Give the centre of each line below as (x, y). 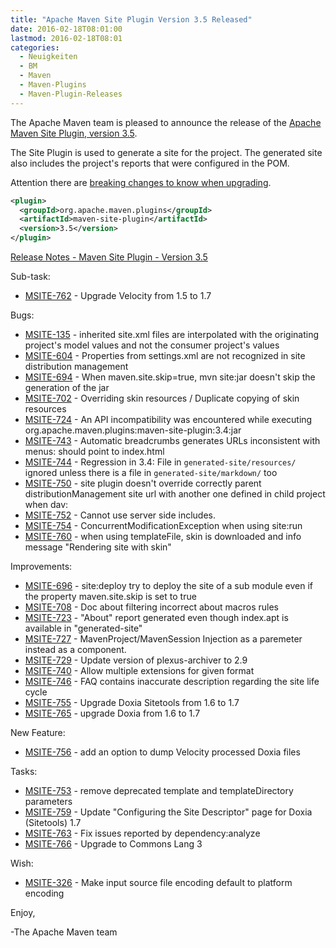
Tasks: (24, 771)
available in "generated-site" (83, 628)
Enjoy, (23, 912)
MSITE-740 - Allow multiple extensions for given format (139, 670)
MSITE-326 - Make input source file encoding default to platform (158, 882)
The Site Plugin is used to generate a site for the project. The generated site (166, 152)
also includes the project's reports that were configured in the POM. (150, 163)
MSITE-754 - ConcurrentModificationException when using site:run (163, 525)
